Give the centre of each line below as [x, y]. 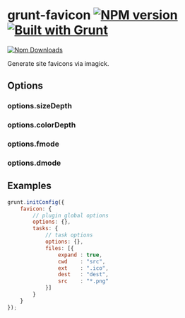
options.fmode [34, 144]
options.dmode [34, 163]
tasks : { [46, 229]
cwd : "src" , [82, 261]
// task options [69, 235]
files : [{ [59, 248]
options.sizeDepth [40, 106]
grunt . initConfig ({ [36, 202]
